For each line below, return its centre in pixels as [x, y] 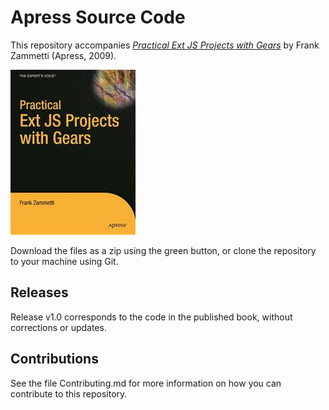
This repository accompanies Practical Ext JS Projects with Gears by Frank [165, 45]
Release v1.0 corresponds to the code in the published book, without [151, 317]
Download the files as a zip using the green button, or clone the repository [163, 250]
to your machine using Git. [64, 261]
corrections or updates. [58, 327]
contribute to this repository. [69, 393]
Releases [39, 292]
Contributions [54, 359]
